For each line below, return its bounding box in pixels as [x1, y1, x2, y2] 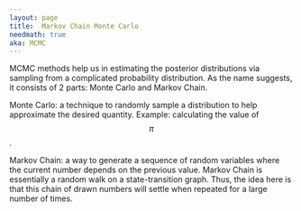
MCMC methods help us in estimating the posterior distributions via [9, 63, 260, 74]
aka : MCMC [9, 38, 47, 48]
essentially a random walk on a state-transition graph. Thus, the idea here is [9, 174, 292, 185]
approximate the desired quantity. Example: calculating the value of [9, 109, 260, 120]
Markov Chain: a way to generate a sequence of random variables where [9, 155, 280, 166]
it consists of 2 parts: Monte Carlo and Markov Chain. [9, 82, 208, 93]
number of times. [9, 193, 74, 204]
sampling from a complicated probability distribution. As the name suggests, [9, 73, 293, 84]
